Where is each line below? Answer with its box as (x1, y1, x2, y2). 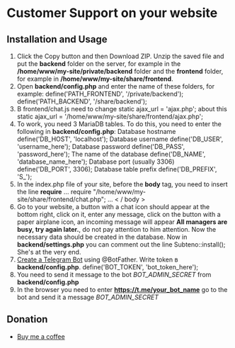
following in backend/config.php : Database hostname (16, 128, 176, 135)
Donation (6, 313, 48, 325)
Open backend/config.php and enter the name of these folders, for (16, 82, 215, 90)
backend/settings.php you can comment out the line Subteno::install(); (16, 240, 226, 249)
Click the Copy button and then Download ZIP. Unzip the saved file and (16, 52, 224, 60)
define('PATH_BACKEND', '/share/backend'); (16, 97, 148, 106)
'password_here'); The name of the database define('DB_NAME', (16, 150, 206, 158)
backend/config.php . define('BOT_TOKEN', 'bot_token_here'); (16, 263, 199, 271)
